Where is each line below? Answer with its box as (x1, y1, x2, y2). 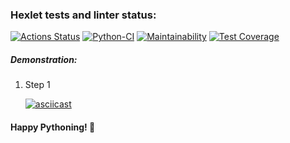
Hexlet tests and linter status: (10, 8, 157, 22)
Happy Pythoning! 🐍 (10, 121, 96, 133)
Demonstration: (10, 53, 78, 65)
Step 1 (24, 79, 51, 91)
